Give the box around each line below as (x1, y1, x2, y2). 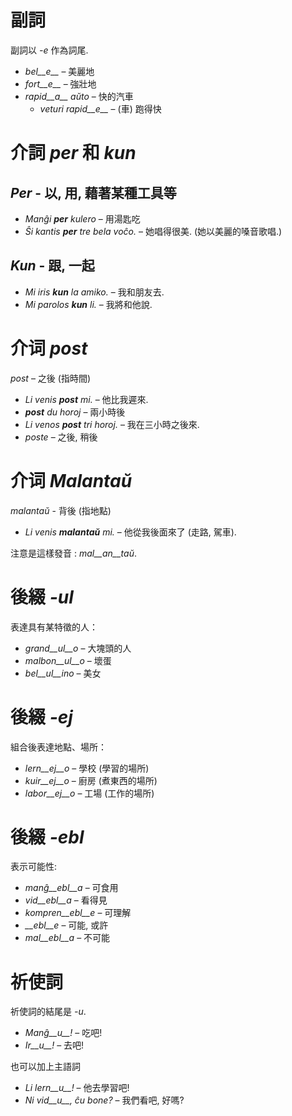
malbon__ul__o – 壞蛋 (24, 654, 112, 666)
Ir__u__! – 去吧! (24, 1039, 85, 1051)
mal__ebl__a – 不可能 (24, 932, 111, 944)
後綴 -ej (10, 706, 73, 728)
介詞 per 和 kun (10, 142, 137, 165)
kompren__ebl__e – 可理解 (24, 907, 132, 919)
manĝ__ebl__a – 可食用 (24, 882, 119, 894)
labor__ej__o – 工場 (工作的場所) (24, 787, 155, 799)
